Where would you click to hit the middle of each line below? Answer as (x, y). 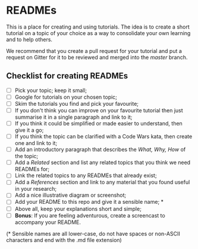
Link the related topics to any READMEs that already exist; (86, 175)
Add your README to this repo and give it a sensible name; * (89, 202)
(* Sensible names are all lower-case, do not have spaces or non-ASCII (93, 234)
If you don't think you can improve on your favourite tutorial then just (99, 110)
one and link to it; (36, 143)
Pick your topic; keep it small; (51, 90)
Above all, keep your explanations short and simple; (78, 209)
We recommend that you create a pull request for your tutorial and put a (94, 51)
